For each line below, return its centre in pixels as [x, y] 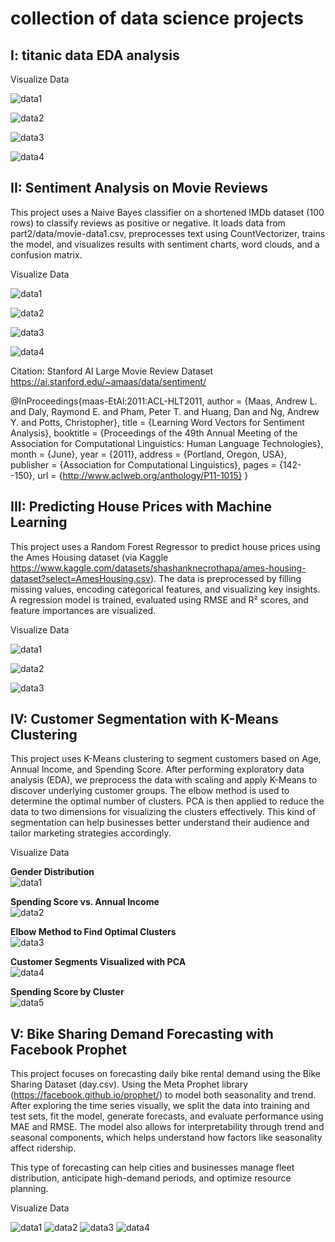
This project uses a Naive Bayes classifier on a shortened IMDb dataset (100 [167, 212]
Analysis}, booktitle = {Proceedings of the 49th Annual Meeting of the [154, 433]
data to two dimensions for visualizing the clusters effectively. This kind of [163, 812]
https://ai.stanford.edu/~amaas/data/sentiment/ [108, 381]
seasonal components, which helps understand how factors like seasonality [166, 1138]
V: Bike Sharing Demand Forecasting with [142, 1033]
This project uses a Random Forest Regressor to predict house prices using [165, 546]
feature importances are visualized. [83, 610]
